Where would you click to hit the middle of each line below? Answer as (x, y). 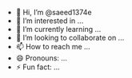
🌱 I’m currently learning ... (58, 29)
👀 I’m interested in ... (50, 21)
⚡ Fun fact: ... (38, 67)
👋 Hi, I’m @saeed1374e (54, 12)
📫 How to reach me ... (53, 47)
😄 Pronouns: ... (42, 58)
